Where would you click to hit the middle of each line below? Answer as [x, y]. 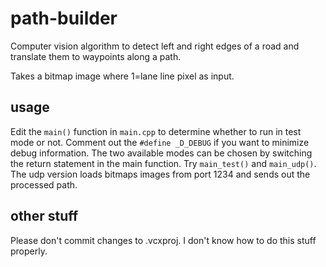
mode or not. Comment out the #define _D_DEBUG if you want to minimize [160, 142]
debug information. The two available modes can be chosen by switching [161, 153]
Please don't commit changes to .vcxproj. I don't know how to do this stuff [163, 240]
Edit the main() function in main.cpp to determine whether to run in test [156, 131]
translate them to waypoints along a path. [96, 56]
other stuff [44, 216]
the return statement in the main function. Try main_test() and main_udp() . [163, 163]
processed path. [44, 184]
